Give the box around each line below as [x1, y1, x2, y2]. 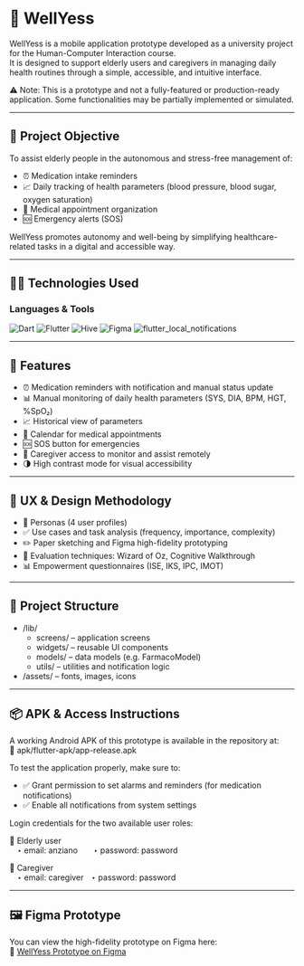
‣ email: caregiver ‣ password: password [17, 872, 176, 883]
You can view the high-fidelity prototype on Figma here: [9, 936, 218, 947]
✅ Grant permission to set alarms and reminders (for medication [22, 780, 262, 791]
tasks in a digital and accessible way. [37, 241, 176, 251]
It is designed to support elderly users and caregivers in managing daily [9, 57, 277, 68]
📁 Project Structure [9, 599, 119, 614]
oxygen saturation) [22, 194, 93, 204]
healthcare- [233, 231, 278, 242]
